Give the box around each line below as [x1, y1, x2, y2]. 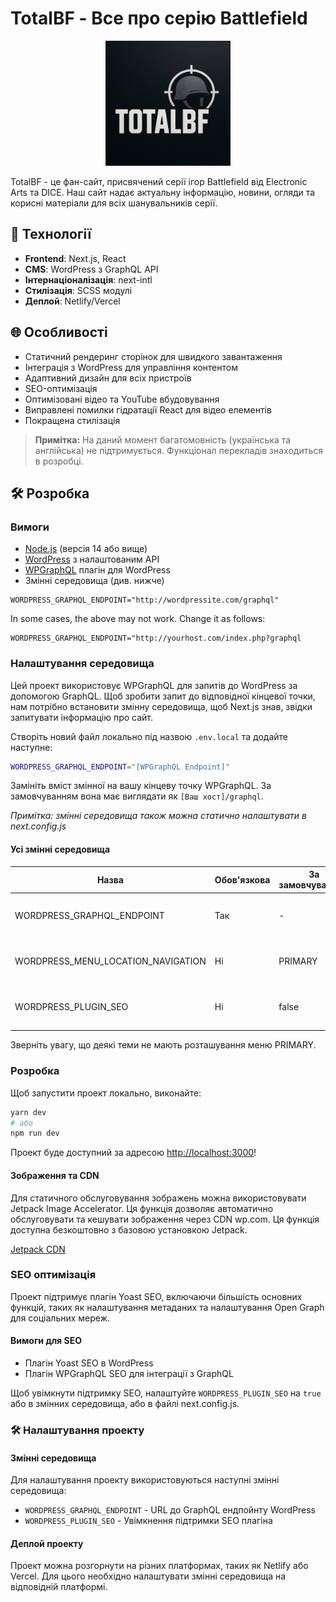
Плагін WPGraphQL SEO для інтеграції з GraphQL [24, 1368, 234, 1379]
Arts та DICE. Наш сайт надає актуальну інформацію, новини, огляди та [10, 186, 316, 198]
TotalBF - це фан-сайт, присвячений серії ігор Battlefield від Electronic [10, 175, 308, 187]
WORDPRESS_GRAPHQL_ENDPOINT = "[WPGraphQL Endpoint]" [10, 762, 230, 772]
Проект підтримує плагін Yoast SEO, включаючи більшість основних [10, 1290, 303, 1302]
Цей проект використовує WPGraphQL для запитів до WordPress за [10, 679, 298, 691]
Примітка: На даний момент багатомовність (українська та [34, 433, 292, 446]
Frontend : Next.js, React [24, 252, 127, 264]
